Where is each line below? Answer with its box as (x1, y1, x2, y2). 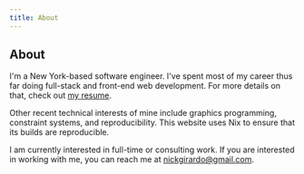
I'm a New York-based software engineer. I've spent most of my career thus (9, 71, 293, 82)
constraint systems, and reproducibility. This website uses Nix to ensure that (9, 117, 296, 128)
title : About (9, 13, 59, 23)
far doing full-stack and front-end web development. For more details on (9, 81, 281, 92)
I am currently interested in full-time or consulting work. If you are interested (9, 144, 295, 155)
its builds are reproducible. (9, 127, 110, 138)
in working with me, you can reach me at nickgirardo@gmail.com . (9, 154, 255, 165)
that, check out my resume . (9, 90, 112, 101)
